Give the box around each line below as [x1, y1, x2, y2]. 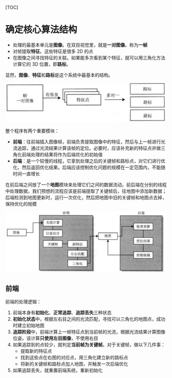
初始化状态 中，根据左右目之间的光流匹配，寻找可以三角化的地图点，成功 [12, 316, 165, 322]
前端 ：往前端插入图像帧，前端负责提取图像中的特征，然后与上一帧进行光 [12, 138, 165, 145]
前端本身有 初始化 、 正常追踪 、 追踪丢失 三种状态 [12, 310, 112, 316]
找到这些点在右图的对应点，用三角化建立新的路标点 [20, 354, 128, 361]
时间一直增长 [12, 170, 40, 176]
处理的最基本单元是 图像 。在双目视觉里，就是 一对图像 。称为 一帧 [12, 42, 147, 48]
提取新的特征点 [20, 348, 52, 354]
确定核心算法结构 [5, 24, 78, 35]
